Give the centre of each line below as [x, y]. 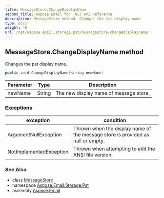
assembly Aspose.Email [36, 191]
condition [115, 120]
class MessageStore [32, 180]
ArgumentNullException [35, 134]
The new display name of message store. [102, 93]
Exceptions [19, 108]
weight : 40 [16, 28]
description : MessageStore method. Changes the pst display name [73, 19]
